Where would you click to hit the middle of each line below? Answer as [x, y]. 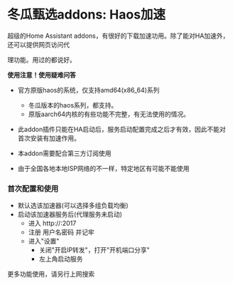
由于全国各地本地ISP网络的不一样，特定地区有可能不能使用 [103, 168]
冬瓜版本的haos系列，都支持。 [73, 105]
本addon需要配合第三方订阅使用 [64, 153]
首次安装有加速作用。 [49, 138]
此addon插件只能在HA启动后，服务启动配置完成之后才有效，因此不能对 [121, 129]
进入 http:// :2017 [52, 223]
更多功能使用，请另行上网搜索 [51, 274]
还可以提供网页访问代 [38, 44]
